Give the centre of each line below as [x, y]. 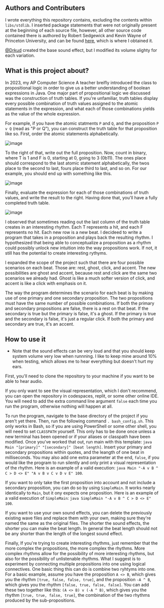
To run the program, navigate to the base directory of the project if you [76, 416]
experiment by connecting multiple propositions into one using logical [75, 564]
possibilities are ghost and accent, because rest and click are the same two [81, 273]
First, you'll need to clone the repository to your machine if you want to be [80, 376]
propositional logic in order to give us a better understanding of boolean [78, 88]
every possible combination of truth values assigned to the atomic [72, 103]
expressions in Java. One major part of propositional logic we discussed [78, 93]
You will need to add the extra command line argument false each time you [81, 401]
